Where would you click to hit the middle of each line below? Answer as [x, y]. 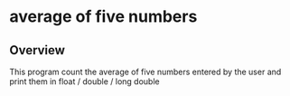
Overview [37, 50]
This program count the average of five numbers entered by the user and [145, 72]
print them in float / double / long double [84, 82]
